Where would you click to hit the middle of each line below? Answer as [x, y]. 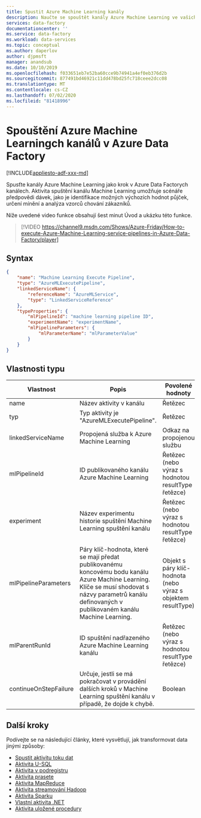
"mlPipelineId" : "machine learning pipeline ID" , [91, 317]
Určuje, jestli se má [106, 674]
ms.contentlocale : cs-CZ [37, 90]
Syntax [20, 258]
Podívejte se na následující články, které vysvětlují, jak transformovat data [97, 740]
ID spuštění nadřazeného [115, 638]
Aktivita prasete [34, 777]
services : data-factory [36, 23]
